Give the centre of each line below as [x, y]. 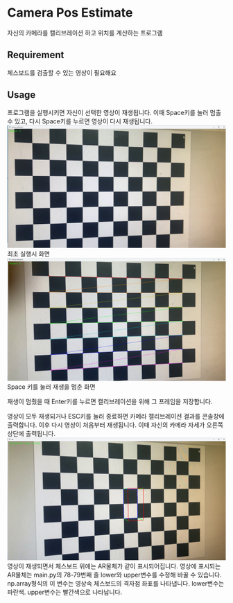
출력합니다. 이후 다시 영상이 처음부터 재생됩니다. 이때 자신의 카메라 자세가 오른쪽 [115, 425]
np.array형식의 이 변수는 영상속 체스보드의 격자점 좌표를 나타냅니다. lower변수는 [116, 584]
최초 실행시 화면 [29, 254]
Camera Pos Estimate [70, 13]
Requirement [36, 55]
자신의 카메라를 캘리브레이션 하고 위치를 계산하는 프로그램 [85, 33]
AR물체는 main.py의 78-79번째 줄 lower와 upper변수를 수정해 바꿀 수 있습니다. [114, 575]
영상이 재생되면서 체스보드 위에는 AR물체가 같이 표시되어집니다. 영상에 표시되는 [114, 566]
